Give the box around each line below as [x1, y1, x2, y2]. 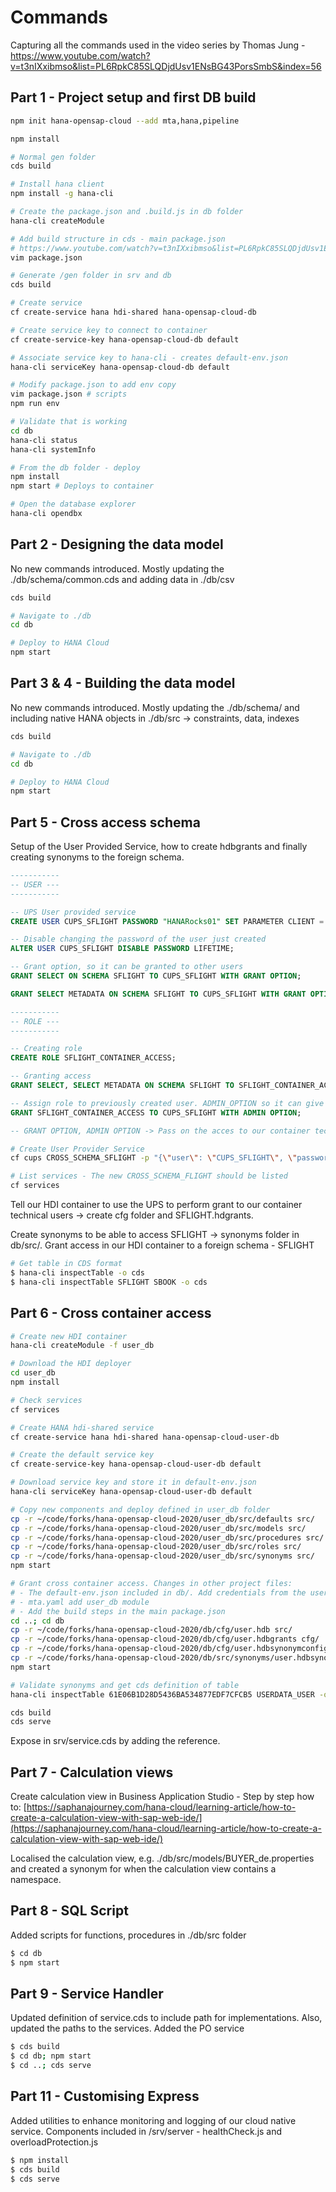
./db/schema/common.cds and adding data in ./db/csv [10, 573, 235, 585]
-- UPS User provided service [10, 907, 137, 917]
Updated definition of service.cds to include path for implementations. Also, [10, 2012, 323, 2024]
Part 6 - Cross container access [10, 1305, 212, 1322]
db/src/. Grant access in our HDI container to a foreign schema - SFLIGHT [10, 1239, 315, 1251]
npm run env [10, 399, 60, 409]
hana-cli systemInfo [10, 444, 97, 455]
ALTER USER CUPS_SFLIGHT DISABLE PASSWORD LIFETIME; [10, 944, 235, 954]
